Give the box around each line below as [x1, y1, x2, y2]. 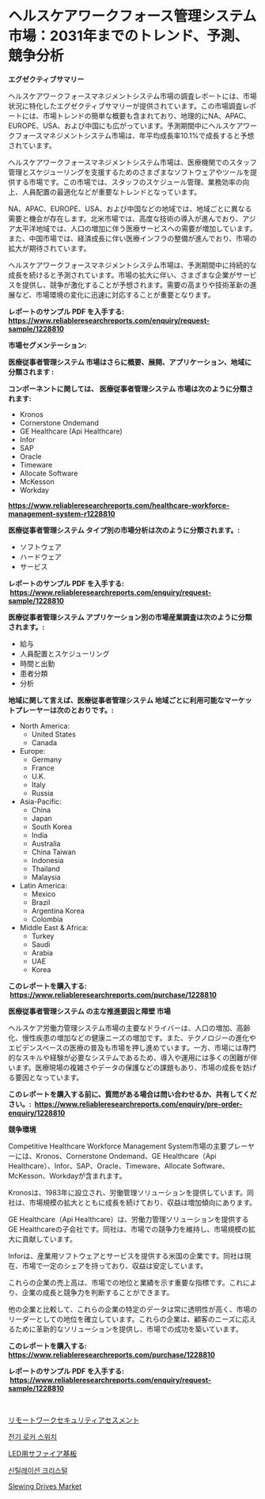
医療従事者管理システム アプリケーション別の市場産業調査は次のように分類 [8, 612, 252, 622]
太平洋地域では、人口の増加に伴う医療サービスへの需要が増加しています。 [14, 223, 257, 233]
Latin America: [19, 880, 67, 890]
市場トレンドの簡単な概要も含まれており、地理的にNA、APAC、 [42, 111, 251, 120]
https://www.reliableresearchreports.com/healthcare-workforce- [8, 500, 230, 510]
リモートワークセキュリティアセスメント [8, 1415, 140, 1425]
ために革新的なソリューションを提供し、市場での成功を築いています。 [14, 1324, 243, 1334]
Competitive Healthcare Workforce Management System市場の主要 [8, 1141, 228, 1151]
